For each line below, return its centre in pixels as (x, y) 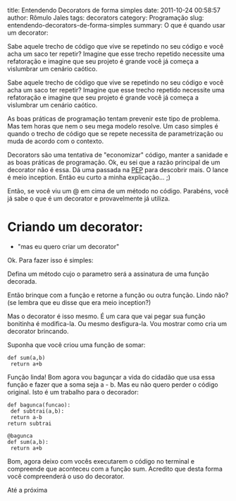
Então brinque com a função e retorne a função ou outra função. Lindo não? (118, 295)
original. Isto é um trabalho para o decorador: (73, 392)
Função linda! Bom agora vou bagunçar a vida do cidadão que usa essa (111, 377)
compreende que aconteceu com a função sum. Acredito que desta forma (115, 469)
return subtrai (30, 423)
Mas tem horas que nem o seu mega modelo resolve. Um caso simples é (113, 126)
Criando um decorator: (75, 227)
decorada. (22, 281)
